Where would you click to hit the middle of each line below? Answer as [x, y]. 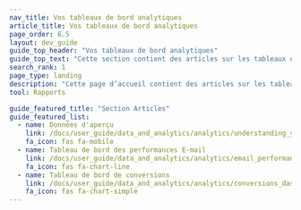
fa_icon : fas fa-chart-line [77, 166]
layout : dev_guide [43, 42]
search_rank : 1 [38, 68]
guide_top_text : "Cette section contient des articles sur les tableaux [148, 59]
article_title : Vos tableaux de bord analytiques [104, 26]
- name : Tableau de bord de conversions [94, 175]
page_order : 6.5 [39, 34]
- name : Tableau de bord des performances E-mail [112, 150]
